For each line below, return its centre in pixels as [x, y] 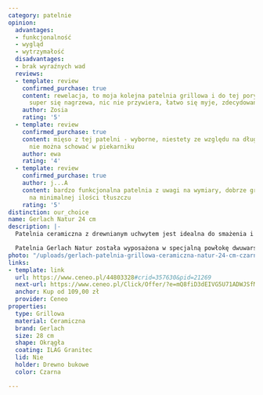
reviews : [29, 74]
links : [19, 263]
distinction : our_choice [49, 212]
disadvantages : [40, 60]
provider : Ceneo [41, 299]
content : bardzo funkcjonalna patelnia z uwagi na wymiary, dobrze [134, 190]
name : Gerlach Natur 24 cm [52, 219]
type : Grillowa [40, 313]
